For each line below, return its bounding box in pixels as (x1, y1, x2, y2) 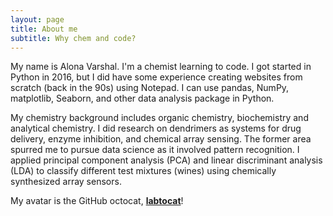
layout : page (10, 14, 65, 25)
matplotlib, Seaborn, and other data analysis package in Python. (10, 92, 275, 105)
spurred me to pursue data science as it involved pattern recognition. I (10, 144, 300, 156)
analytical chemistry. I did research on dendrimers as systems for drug (10, 122, 302, 135)
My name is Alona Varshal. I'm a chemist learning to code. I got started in (10, 61, 312, 73)
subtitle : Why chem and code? (10, 33, 137, 43)
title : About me (10, 24, 78, 34)
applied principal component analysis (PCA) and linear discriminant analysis (10, 154, 323, 166)
